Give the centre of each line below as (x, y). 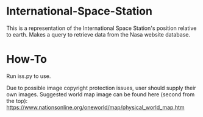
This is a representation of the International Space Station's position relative (101, 28)
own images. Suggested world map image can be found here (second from (101, 94)
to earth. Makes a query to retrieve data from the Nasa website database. (98, 34)
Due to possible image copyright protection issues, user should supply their (101, 88)
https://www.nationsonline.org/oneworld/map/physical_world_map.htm (95, 107)
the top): (17, 101)
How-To (27, 59)
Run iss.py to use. (29, 76)
